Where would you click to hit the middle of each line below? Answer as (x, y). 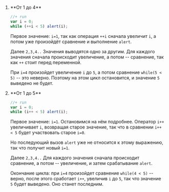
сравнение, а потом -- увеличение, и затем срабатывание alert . (81, 163)
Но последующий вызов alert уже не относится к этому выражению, (87, 142)
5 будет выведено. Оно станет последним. (57, 184)
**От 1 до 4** (26, 7)
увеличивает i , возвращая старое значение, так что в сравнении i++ (86, 127)
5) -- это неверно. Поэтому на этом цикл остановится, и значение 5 (85, 78)
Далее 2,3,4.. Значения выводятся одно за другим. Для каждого (82, 51)
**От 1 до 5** (26, 93)
